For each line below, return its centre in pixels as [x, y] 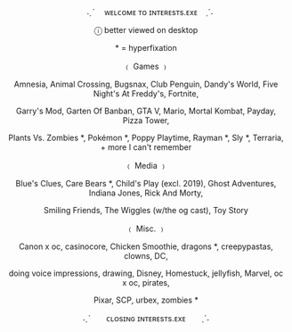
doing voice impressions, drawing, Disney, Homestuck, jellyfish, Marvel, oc [146, 273]
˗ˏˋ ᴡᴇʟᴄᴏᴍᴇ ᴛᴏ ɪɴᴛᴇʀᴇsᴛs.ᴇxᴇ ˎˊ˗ [150, 12]
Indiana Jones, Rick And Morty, [146, 193]
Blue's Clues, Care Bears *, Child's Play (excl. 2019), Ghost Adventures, [146, 183]
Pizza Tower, [146, 120]
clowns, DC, [146, 256]
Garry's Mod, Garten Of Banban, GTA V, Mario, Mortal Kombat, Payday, [146, 111]
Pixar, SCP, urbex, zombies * [146, 300]
